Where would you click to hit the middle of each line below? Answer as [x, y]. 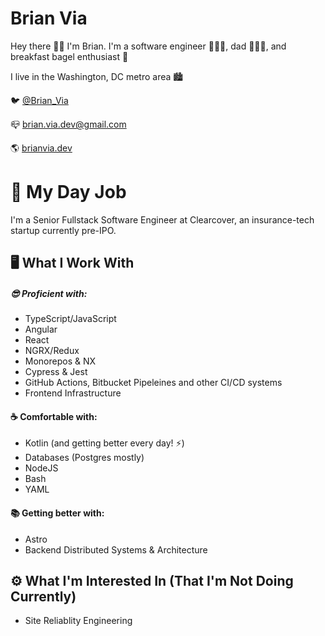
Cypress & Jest [56, 372]
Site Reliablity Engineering [78, 621]
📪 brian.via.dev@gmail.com [68, 124]
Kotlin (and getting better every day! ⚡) [104, 443]
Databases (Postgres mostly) [84, 458]
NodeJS [41, 468]
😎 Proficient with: [49, 293]
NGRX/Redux [52, 351]
